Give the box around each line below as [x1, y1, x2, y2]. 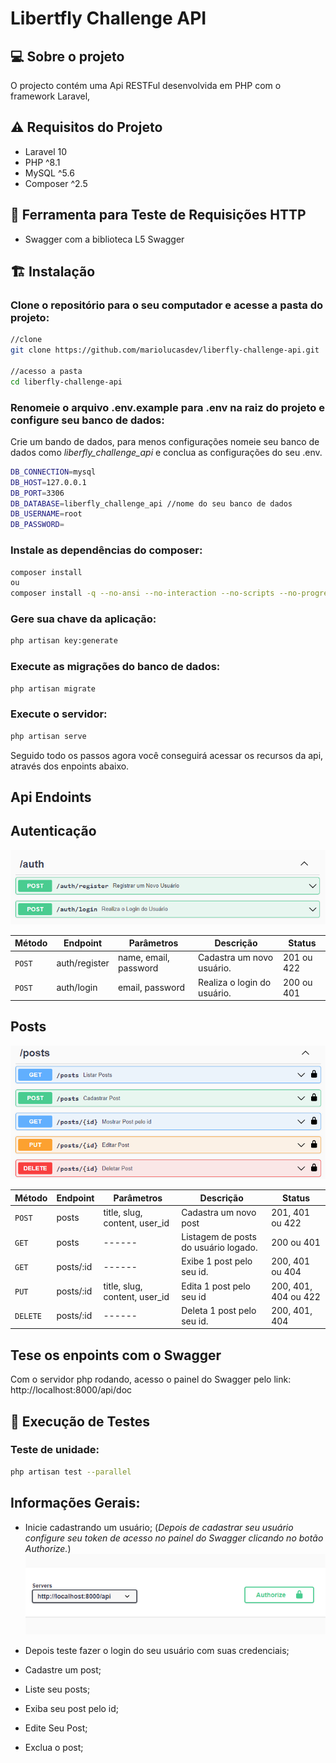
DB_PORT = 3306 [10, 488, 65, 498]
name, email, [117, 952, 170, 964]
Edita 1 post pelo [181, 1280, 251, 1292]
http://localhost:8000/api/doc [10, 1384, 133, 1396]
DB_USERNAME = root [10, 509, 83, 519]
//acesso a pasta [10, 366, 83, 376]
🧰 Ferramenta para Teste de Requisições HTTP [10, 207, 307, 224]
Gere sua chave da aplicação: [10, 612, 157, 626]
